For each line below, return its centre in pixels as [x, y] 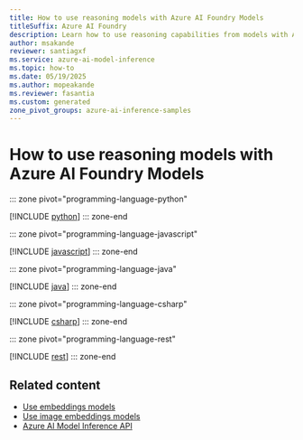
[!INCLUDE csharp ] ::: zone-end [69, 322]
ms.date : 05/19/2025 [48, 77]
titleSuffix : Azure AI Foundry [68, 26]
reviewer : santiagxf [48, 51]
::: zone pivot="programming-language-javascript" [104, 234]
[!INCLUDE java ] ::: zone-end [63, 286]
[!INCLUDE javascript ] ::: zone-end [73, 252]
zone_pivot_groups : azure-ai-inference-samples [101, 110]
